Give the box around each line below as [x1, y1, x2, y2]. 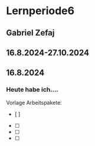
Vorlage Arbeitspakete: [6, 99, 62, 106]
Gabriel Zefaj [6, 28, 55, 38]
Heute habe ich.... [6, 86, 59, 94]
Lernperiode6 [6, 4, 75, 18]
